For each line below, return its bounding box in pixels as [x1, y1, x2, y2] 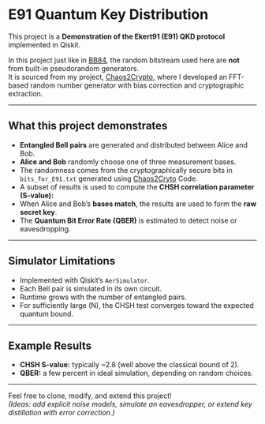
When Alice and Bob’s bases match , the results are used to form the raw [19, 199, 257, 208]
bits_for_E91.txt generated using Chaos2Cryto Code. [19, 174, 199, 183]
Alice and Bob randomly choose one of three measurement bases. [19, 156, 237, 167]
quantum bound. [19, 309, 73, 318]
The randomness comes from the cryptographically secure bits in [19, 165, 233, 174]
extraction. [8, 88, 43, 98]
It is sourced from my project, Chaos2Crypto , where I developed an [8, 72, 227, 81]
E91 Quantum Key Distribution [8, 6, 209, 24]
